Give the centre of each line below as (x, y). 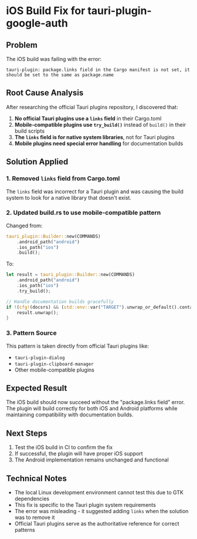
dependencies (32, 499)
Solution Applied (37, 162)
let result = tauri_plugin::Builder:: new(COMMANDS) (70, 275)
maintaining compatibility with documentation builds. (70, 415)
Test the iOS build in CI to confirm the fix (64, 447)
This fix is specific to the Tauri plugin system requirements (85, 505)
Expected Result (37, 388)
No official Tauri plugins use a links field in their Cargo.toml (88, 118)
